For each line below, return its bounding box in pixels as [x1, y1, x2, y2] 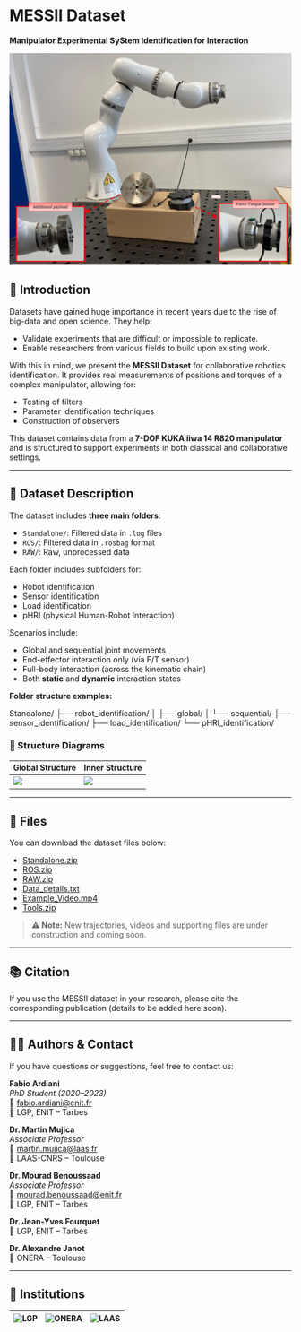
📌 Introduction [9, 282, 91, 298]
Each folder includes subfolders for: [9, 564, 142, 575]
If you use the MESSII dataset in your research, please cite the [9, 992, 239, 1004]
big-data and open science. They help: [9, 316, 152, 326]
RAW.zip [21, 873, 54, 884]
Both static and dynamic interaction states [21, 673, 181, 684]
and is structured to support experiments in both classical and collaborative [9, 442, 288, 453]
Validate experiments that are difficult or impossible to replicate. [21, 333, 259, 343]
